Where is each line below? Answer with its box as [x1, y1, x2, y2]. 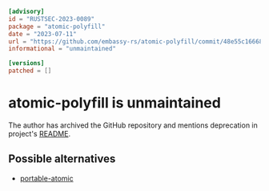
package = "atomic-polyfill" [8, 22, 106, 30]
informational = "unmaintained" [8, 45, 116, 53]
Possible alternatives [8, 152, 116, 166]
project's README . [8, 128, 70, 138]
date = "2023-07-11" [8, 30, 78, 38]
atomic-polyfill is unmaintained [8, 94, 222, 112]
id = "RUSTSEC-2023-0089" [8, 14, 94, 23]
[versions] [8, 59, 45, 67]
